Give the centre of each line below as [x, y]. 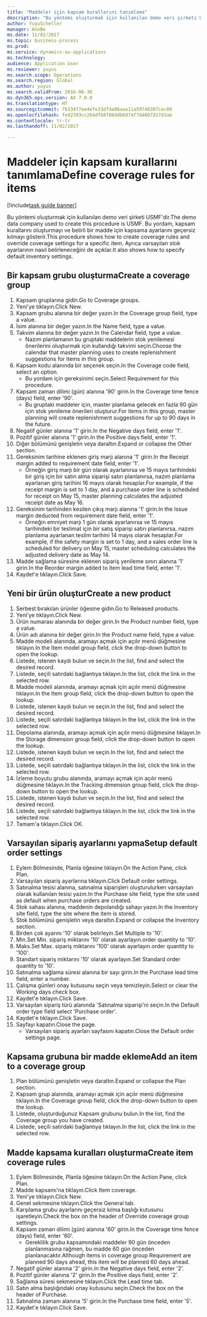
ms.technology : [26, 58]
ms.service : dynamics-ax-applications [57, 52]
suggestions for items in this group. [70, 359]
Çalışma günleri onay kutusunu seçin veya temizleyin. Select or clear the [107, 985]
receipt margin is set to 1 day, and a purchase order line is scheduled [112, 489]
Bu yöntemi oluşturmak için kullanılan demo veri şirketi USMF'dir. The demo [102, 217]
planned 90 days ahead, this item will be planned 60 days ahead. [107, 1262]
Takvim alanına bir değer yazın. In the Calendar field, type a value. [99, 332]
